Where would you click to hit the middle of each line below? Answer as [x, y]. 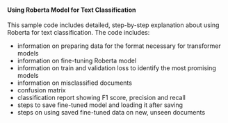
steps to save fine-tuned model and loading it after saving [100, 105]
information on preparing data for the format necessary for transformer [119, 46]
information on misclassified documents [74, 83]
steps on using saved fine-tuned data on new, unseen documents [111, 113]
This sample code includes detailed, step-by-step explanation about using [113, 25]
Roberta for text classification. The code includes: [79, 33]
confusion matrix [41, 90]
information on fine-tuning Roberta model [77, 61]
